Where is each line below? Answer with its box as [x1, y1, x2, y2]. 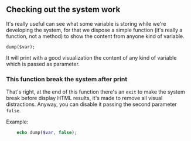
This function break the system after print [6, 75, 128, 83]
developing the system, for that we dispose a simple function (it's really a [6, 26, 183, 33]
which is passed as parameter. [6, 60, 80, 67]
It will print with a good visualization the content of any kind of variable [6, 54, 177, 61]
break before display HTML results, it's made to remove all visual [6, 95, 163, 102]
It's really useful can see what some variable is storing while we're [6, 20, 166, 27]
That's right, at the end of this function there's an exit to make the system [6, 88, 186, 95]
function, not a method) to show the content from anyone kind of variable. [6, 32, 185, 40]
